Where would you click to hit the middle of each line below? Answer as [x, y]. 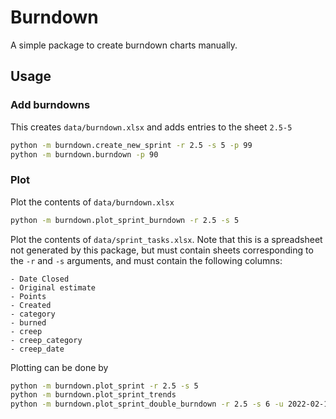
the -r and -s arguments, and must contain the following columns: [146, 260]
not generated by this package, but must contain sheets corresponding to [162, 250]
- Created [31, 305]
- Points [28, 296]
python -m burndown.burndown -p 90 [84, 154]
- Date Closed [40, 279]
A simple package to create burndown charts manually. [124, 45]
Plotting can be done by [59, 367]
